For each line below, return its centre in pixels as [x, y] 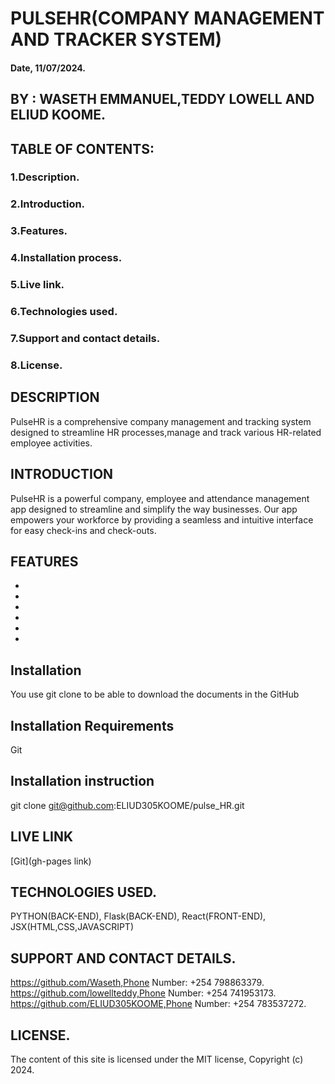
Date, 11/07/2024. [48, 68]
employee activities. [51, 443]
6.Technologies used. [64, 312]
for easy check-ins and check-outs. [83, 530]
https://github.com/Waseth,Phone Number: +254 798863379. [137, 983]
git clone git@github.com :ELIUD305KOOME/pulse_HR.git [127, 805]
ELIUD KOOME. [58, 115]
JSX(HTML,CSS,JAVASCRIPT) [72, 927]
